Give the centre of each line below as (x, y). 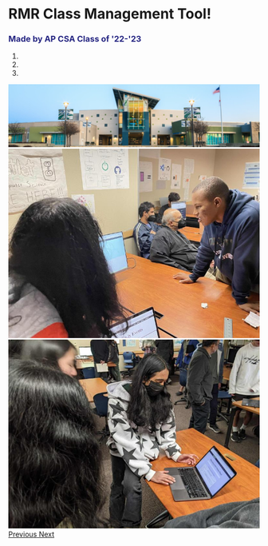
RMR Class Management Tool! (110, 14)
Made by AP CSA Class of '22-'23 (75, 39)
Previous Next (32, 534)
